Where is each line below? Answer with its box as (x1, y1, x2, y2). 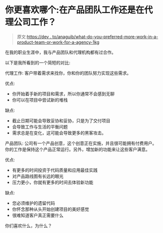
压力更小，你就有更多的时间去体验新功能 (12, 179, 93, 185)
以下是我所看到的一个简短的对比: (5, 60, 71, 65)
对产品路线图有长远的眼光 (12, 173, 64, 179)
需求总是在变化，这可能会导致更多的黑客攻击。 (12, 130, 106, 136)
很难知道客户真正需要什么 (12, 212, 64, 218)
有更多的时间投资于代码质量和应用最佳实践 (12, 167, 98, 173)
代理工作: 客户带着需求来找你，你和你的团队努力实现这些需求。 (5, 70, 131, 76)
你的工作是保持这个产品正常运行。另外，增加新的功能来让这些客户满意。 (5, 146, 150, 152)
